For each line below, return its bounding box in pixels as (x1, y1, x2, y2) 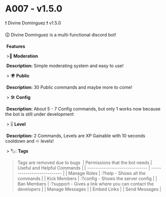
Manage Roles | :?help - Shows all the (68, 170, 146, 176)
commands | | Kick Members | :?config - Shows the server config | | (17, 175, 158, 181)
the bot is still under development (5, 111, 74, 117)
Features (6, 43, 25, 49)
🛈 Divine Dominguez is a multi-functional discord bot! (5, 31, 116, 37)
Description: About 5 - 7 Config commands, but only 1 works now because (6, 105, 161, 111)
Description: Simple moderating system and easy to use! (6, 62, 124, 68)
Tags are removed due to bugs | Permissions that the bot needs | (17, 159, 152, 165)
